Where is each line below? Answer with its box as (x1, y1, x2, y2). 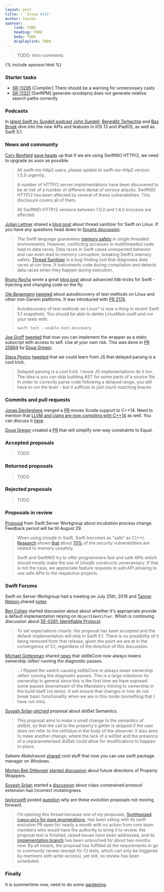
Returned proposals (5, 463, 53, 469)
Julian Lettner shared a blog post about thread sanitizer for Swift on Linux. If (5, 221, 159, 227)
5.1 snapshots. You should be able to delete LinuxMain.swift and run (17, 311, 154, 317)
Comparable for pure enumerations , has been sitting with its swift (17, 817, 146, 823)
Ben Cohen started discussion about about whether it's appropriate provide (5, 608, 157, 614)
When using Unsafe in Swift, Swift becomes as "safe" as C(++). (17, 535, 145, 541)
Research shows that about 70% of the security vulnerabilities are (17, 540, 150, 546)
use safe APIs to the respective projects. (17, 570, 99, 576)
